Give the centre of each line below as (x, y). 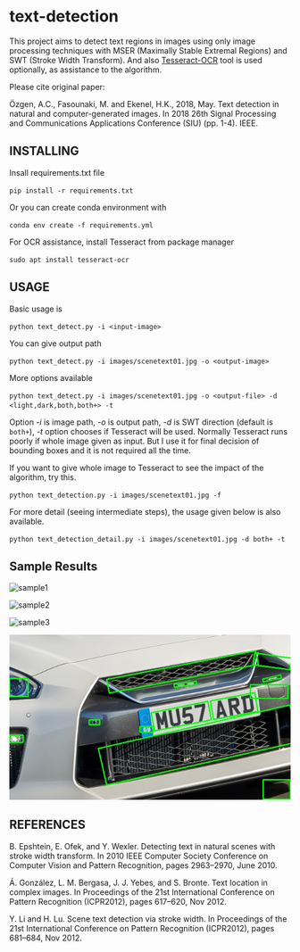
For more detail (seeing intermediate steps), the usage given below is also (145, 511)
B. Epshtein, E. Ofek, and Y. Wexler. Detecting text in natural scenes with (142, 846)
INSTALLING (44, 151)
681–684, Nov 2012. (46, 938)
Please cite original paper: (57, 87)
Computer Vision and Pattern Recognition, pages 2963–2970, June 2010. (144, 865)
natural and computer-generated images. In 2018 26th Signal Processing (143, 113)
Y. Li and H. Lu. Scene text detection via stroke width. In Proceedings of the (148, 919)
